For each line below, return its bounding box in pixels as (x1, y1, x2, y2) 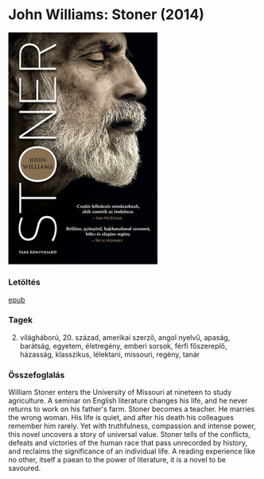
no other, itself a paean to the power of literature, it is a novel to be (8, 455, 227, 465)
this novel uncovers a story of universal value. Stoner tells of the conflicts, (8, 430, 251, 439)
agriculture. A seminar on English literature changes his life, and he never (8, 396, 248, 406)
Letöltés (8, 276, 41, 288)
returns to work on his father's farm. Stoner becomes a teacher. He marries (8, 404, 255, 414)
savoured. (8, 463, 41, 473)
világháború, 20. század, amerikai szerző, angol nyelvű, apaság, (19, 332, 231, 342)
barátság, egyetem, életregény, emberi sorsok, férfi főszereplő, (19, 341, 227, 350)
